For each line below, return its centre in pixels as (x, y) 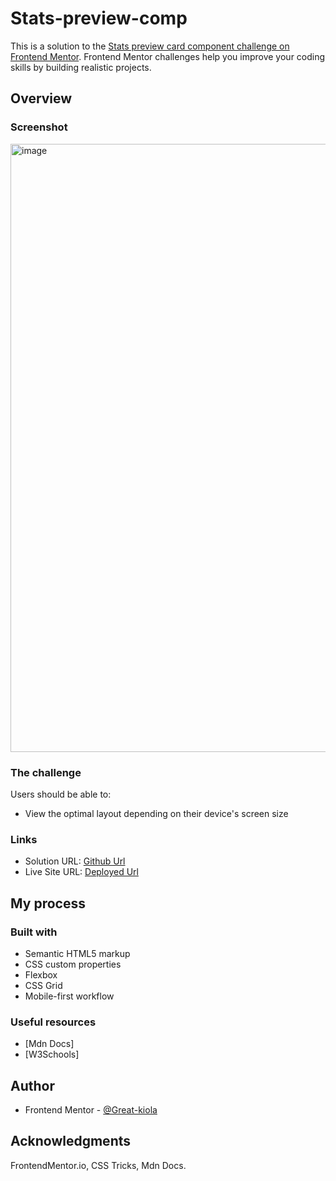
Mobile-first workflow (69, 996)
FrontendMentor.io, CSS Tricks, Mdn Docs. (98, 1165)
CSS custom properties (73, 964)
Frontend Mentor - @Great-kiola (91, 1110)
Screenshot (39, 127)
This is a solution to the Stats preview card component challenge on (150, 46)
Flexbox (41, 974)
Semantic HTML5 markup (77, 953)
